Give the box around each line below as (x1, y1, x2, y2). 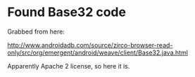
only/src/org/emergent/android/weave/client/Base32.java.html (7, 48, 189, 57)
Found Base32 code (7, 4, 127, 20)
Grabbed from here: (7, 27, 65, 36)
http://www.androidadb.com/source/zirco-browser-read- (7, 41, 173, 49)
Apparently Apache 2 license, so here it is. (7, 62, 130, 70)
